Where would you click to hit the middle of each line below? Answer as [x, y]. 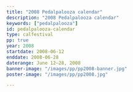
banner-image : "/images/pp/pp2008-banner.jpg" [67, 69]
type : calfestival [30, 35]
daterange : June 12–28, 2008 [44, 63]
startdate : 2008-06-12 [35, 52]
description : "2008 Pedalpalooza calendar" [63, 18]
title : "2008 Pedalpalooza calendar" [55, 12]
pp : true [17, 40]
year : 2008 [20, 46]
